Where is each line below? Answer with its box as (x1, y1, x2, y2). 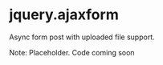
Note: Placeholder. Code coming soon (9, 47, 135, 57)
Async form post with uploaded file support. (9, 32, 155, 42)
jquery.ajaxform (9, 6, 119, 24)
